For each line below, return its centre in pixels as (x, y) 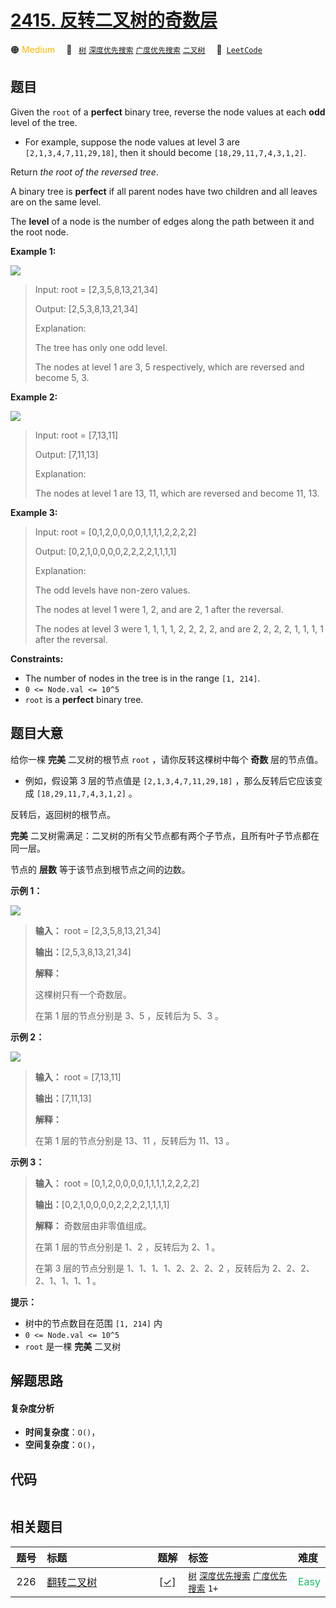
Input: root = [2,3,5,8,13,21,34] (96, 289)
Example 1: (33, 251)
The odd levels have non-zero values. (112, 590)
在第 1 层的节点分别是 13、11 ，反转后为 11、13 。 (134, 1140)
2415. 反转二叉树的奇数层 (114, 20)
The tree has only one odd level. (101, 347)
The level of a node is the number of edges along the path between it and (162, 221)
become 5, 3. (62, 377)
